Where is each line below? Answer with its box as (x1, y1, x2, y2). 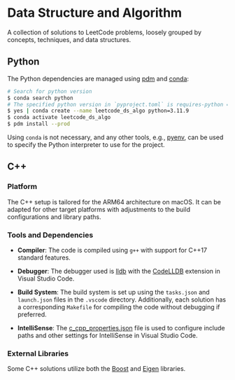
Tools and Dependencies (7, 230, 94, 239)
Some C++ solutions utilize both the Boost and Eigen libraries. (7, 365, 186, 373)
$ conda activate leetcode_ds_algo (7, 114, 111, 121)
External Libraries (7, 349, 69, 358)
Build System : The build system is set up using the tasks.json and (17, 288, 210, 296)
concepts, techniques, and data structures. (7, 35, 131, 43)
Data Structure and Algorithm (7, 5, 183, 21)
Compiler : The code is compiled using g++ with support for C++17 (17, 246, 208, 254)
